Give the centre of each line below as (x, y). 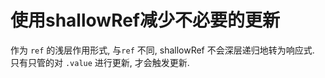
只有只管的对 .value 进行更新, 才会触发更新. (100, 62)
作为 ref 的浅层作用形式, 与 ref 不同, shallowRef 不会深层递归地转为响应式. (162, 50)
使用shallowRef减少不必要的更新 (145, 20)
